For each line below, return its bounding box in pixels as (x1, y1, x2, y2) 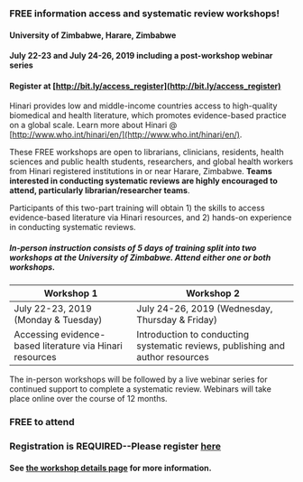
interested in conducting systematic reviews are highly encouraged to (9, 175, 278, 187)
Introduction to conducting (136, 329, 250, 341)
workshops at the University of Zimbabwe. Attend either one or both (9, 252, 271, 263)
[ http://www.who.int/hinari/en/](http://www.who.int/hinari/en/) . (9, 129, 243, 140)
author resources (136, 351, 209, 364)
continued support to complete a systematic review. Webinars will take (9, 384, 272, 394)
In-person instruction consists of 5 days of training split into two (9, 242, 257, 253)
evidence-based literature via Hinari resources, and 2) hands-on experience (9, 212, 292, 223)
